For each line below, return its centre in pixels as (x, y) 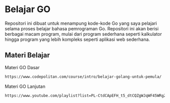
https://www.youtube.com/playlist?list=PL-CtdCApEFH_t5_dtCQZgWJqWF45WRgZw (87, 95)
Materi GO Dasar (22, 67)
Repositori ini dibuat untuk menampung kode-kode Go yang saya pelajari (81, 23)
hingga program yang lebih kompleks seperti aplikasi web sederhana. (77, 39)
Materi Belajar (27, 55)
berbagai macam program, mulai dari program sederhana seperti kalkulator (83, 34)
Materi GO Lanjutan (25, 86)
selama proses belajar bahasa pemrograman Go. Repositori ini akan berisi (82, 28)
